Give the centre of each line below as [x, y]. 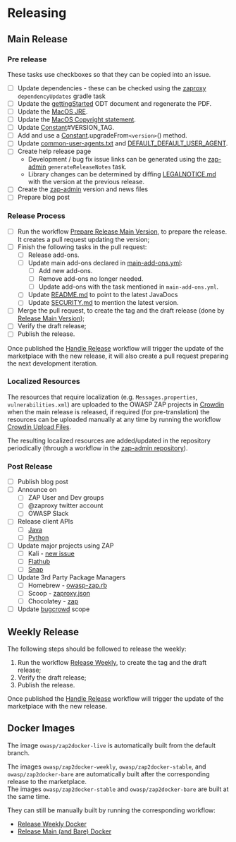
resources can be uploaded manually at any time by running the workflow [114, 419]
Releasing [37, 13]
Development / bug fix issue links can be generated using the [117, 160]
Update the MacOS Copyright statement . [76, 120]
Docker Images [41, 728]
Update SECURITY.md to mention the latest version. [103, 303]
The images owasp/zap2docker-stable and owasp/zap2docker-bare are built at [118, 789]
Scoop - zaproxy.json [59, 594]
